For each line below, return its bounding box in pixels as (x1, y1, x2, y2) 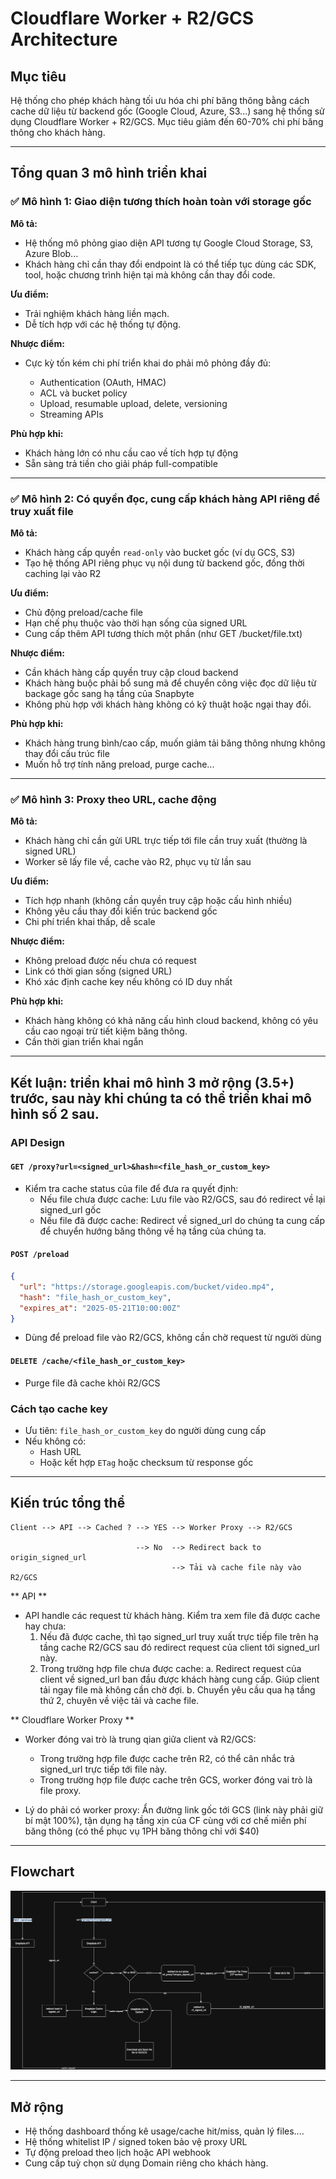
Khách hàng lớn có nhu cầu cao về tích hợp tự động (24, 447, 239, 459)
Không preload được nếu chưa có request (24, 955, 197, 967)
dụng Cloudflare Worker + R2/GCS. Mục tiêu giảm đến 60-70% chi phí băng (10, 116, 324, 127)
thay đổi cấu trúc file (24, 747, 110, 759)
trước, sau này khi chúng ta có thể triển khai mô (10, 1090, 312, 1107)
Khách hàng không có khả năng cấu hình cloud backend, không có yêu (24, 1015, 319, 1027)
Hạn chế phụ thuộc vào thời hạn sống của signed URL (24, 617, 248, 629)
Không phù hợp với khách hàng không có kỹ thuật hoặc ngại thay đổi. (24, 698, 312, 710)
